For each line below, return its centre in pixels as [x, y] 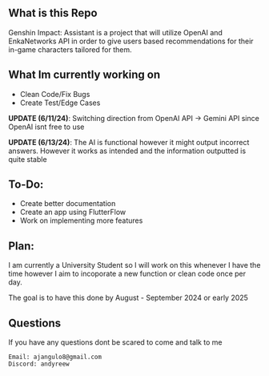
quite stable [28, 159]
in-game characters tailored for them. [70, 49]
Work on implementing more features [81, 220]
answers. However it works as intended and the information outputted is [127, 151]
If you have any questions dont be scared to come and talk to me [115, 342]
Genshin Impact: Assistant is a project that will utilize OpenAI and [115, 32]
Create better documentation [68, 204]
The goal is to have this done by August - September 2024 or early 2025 [128, 298]
